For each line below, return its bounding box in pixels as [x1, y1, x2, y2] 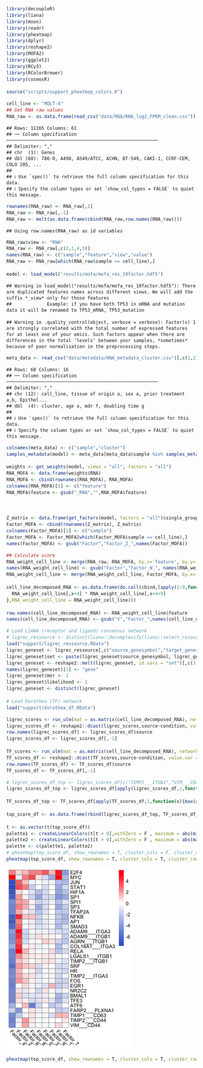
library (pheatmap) [6, 32, 53, 38]
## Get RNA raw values [6, 107, 63, 113]
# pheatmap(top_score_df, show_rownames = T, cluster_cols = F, [6, 850, 172, 856]
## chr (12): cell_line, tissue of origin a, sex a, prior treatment [6, 391, 185, 397]
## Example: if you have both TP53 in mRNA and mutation [6, 301, 185, 307]
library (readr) [6, 25, 45, 31]
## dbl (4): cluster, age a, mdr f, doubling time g [6, 403, 145, 409]
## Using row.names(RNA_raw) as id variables [6, 227, 123, 234]
